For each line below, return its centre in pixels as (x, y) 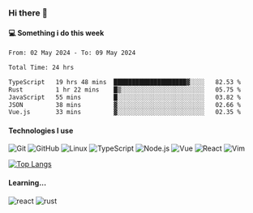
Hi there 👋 (28, 13)
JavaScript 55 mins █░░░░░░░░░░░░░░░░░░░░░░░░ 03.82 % (125, 97)
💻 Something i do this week (56, 32)
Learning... (28, 183)
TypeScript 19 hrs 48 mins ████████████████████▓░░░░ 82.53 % (125, 82)
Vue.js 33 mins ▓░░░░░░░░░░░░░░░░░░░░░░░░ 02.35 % (125, 113)
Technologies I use (41, 130)
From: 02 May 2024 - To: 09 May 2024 (72, 53)
